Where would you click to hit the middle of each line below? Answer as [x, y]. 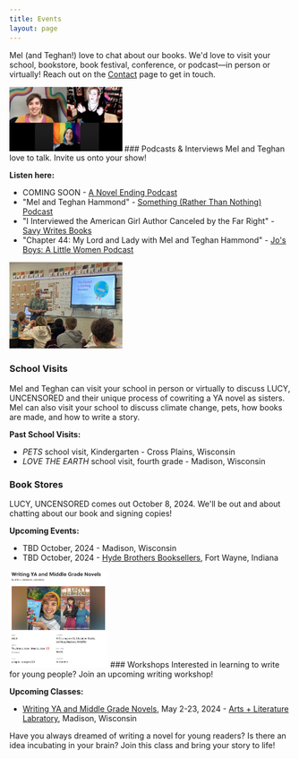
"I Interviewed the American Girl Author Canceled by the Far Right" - [148, 221]
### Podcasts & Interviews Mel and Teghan [204, 149]
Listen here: [32, 176]
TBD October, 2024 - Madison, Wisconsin [99, 548]
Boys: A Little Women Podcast [78, 250]
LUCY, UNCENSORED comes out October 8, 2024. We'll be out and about [145, 504]
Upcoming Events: [44, 530]
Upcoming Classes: [47, 691]
